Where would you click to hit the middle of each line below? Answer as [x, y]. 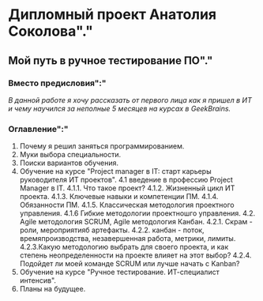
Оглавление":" [38, 129]
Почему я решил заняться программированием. [102, 146]
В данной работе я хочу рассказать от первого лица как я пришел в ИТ [130, 100]
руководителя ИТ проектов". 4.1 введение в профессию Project [126, 180]
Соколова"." [51, 31]
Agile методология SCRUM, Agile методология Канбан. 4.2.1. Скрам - [136, 222]
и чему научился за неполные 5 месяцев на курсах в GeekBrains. [120, 108]
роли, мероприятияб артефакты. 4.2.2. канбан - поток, [112, 230]
